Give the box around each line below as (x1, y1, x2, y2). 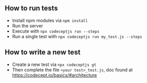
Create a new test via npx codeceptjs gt (12, 61, 97, 67)
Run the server (12, 23, 44, 29)
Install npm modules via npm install (12, 17, 88, 23)
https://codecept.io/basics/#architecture (12, 72, 97, 78)
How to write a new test (5, 48, 81, 57)
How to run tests (5, 4, 58, 13)
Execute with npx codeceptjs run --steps (12, 28, 100, 34)
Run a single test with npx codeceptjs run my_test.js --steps (12, 33, 142, 39)
